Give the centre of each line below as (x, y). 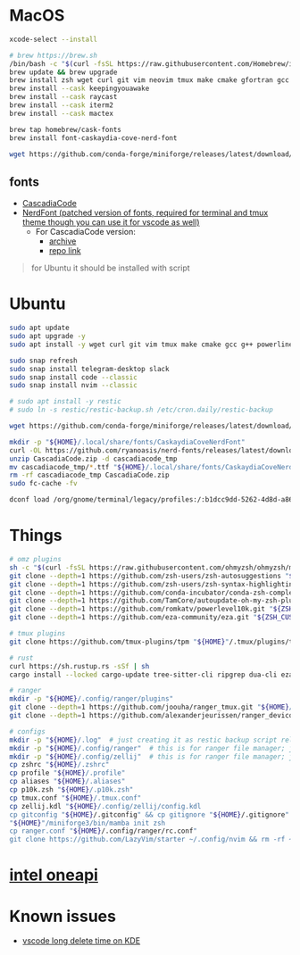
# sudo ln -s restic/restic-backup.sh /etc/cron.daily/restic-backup (142, 410)
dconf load (29, 500)
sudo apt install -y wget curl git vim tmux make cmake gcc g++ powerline (151, 345)
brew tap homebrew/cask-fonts (66, 129)
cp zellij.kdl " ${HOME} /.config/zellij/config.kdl (105, 806)
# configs (28, 731)
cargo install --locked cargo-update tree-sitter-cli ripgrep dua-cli (143, 675)
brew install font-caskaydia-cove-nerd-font (93, 138)
